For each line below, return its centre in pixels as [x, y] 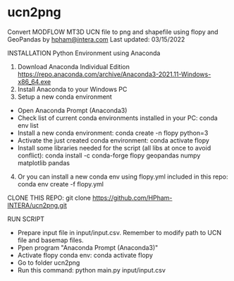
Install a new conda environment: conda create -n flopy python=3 [113, 133]
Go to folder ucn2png [49, 263]
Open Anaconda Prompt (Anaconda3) [72, 110]
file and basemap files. [50, 240]
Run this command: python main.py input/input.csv [91, 270]
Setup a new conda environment [65, 97]
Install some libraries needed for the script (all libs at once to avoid [114, 148]
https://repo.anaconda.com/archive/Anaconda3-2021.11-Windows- [114, 74]
